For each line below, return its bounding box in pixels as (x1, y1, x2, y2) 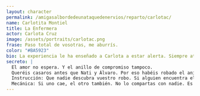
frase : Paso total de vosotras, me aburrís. (6, 42, 118, 48)
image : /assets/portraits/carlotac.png (6, 36, 105, 42)
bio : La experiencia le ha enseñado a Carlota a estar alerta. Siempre (6, 53, 187, 59)
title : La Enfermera (6, 25, 58, 32)
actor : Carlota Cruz (6, 31, 58, 37)
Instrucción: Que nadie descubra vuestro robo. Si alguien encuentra (11, 75, 187, 81)
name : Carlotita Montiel (6, 20, 68, 26)
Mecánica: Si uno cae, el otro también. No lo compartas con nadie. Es (11, 81, 193, 87)
